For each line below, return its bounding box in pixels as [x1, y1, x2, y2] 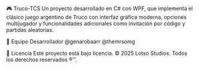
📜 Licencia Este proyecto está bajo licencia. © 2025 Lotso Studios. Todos [6, 50, 188, 57]
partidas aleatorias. [6, 26, 54, 33]
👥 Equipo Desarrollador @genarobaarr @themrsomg [6, 38, 135, 45]
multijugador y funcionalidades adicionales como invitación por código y [6, 20, 186, 27]
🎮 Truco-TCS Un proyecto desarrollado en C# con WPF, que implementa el [6, 5, 193, 12]
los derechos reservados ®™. [6, 56, 78, 63]
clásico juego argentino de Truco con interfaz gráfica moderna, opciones [6, 14, 187, 20]
